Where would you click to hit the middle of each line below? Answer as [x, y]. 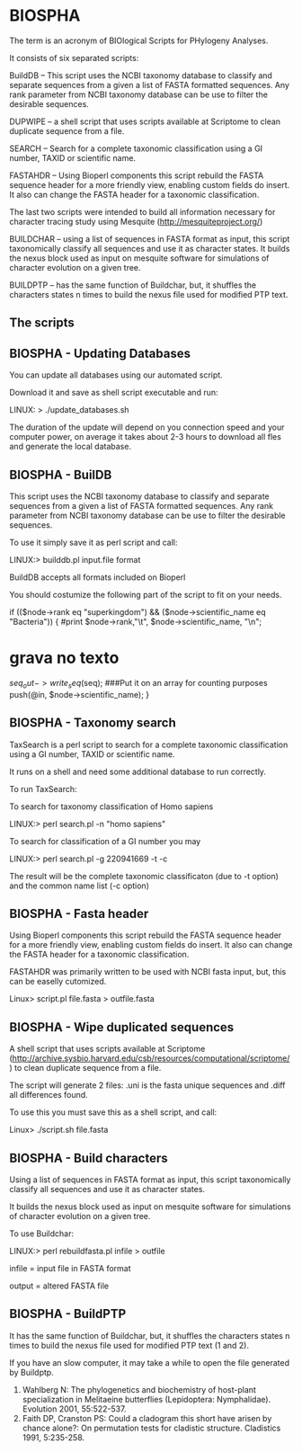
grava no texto [64, 658]
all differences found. [49, 1095]
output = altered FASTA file [59, 1286]
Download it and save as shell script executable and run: [114, 393]
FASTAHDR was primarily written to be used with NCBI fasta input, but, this [148, 972]
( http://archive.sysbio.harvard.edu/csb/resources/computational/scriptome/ [150, 1058]
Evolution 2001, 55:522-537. [74, 1409]
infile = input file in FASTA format [70, 1268]
